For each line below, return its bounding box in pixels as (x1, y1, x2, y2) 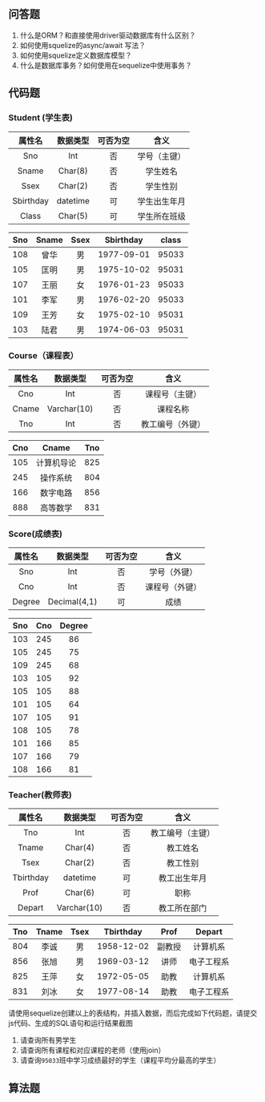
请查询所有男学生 (19, 1035, 77, 1045)
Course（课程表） (8, 350, 78, 361)
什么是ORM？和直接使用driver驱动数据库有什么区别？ (19, 30, 196, 40)
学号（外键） (149, 567, 198, 578)
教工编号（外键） (141, 418, 206, 430)
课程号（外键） (145, 582, 202, 593)
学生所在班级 (137, 211, 187, 222)
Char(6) (64, 887, 94, 898)
